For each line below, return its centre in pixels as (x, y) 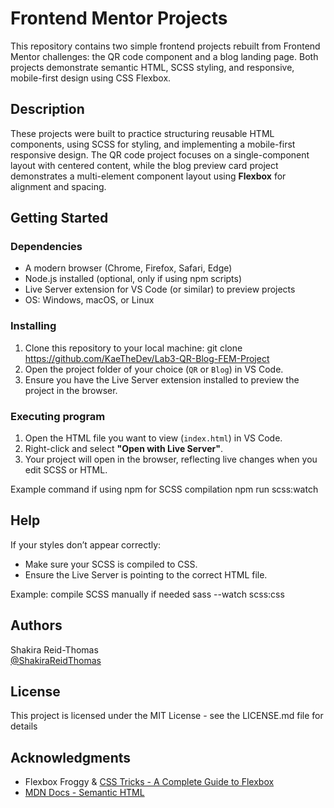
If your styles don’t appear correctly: (86, 544)
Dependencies (46, 247)
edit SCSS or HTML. (66, 470)
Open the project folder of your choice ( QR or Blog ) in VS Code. (154, 369)
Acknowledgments (71, 757)
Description (47, 109)
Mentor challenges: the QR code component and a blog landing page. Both (164, 56)
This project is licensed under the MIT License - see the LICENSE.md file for (167, 716)
